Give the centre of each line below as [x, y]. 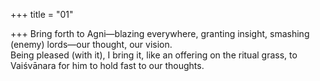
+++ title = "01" [42, 14]
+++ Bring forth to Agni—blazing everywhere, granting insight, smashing [160, 33]
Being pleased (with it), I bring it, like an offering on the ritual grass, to [154, 55]
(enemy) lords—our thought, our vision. [91, 44]
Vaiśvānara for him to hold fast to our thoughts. [107, 65]
